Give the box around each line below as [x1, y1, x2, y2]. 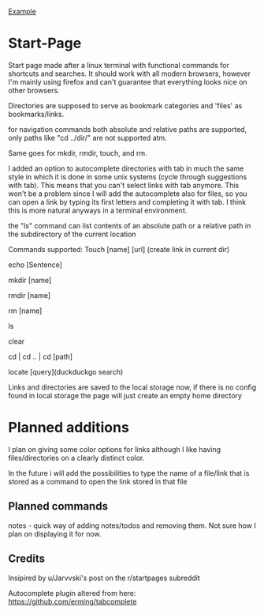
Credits [8, 552, 46, 566]
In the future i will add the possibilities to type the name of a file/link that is [8, 468, 250, 477]
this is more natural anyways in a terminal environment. [8, 205, 188, 215]
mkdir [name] [8, 275, 52, 284]
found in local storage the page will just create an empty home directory [8, 390, 243, 400]
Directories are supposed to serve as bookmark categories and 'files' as [8, 100, 243, 110]
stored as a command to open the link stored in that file [8, 477, 188, 486]
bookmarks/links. [8, 109, 65, 119]
